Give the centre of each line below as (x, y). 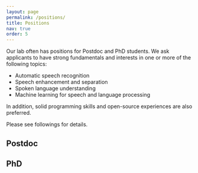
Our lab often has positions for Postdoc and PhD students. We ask (88, 51)
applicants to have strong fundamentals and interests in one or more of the (99, 58)
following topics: (26, 64)
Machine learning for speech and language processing (82, 95)
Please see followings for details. (47, 124)
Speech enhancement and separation (61, 82)
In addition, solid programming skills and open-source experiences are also (99, 106)
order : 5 (17, 34)
